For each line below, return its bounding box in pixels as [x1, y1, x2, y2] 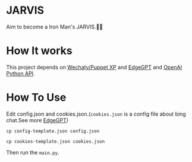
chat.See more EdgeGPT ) [6, 116, 69, 123]
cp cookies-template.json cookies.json [6, 138, 105, 144]
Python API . [6, 69, 35, 77]
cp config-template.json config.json [6, 128, 100, 134]
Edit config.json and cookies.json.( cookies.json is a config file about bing [6, 110, 186, 117]
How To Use [6, 91, 67, 104]
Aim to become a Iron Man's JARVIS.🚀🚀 [6, 23, 103, 30]
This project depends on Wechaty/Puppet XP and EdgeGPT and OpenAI [6, 63, 182, 71]
